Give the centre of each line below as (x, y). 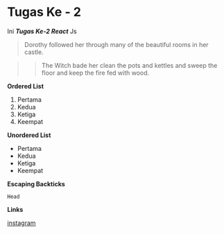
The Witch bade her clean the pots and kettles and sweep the (129, 65)
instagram (21, 223)
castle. (34, 52)
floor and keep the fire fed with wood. (95, 73)
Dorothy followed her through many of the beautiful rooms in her (117, 44)
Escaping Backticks (36, 183)
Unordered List (29, 135)
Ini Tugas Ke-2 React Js (42, 31)
